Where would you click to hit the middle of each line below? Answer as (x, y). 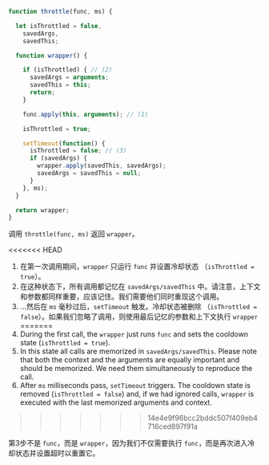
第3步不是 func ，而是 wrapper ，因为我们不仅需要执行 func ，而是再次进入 (128, 443)
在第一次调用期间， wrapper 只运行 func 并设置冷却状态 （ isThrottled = (137, 267)
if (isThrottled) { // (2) (68, 70)
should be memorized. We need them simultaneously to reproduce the (136, 369)
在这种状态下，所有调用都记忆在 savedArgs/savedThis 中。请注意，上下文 (140, 287)
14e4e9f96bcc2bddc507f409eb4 (203, 418)
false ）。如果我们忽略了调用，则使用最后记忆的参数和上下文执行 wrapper (139, 316)
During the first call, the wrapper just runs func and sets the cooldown (134, 334)
